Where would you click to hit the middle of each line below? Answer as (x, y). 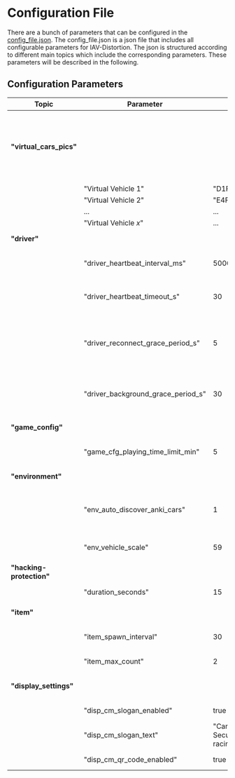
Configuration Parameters (65, 85)
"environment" (36, 476)
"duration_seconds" (116, 592)
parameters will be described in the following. (73, 62)
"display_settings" (42, 685)
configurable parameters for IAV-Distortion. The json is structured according (117, 47)
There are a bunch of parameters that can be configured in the (98, 32)
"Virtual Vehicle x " (114, 222)
